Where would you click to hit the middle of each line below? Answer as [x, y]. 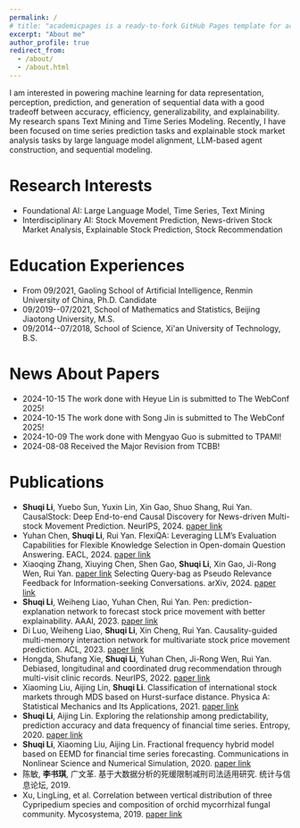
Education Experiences [97, 265]
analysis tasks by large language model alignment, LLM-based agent [136, 140]
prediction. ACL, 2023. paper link [83, 649]
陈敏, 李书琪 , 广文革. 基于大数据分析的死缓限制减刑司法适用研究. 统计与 [152, 774]
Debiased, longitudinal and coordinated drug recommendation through [152, 668]
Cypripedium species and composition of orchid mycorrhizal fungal [146, 804]
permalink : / [33, 17]
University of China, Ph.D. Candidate [89, 299]
